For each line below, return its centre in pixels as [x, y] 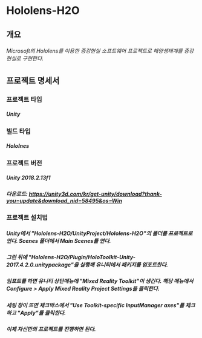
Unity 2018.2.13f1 [28, 178]
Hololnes [18, 146]
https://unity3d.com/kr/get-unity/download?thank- [95, 194]
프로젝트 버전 [24, 163]
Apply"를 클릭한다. [43, 313]
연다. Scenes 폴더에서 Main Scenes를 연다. [59, 240]
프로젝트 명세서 [33, 80]
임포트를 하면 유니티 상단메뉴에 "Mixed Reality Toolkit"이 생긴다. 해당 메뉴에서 [100, 281]
